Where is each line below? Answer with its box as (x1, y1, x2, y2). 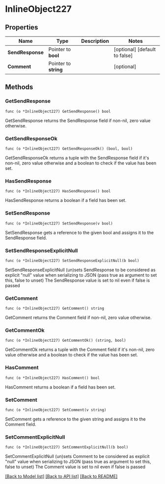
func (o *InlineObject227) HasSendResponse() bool (5, 189, 111, 194)
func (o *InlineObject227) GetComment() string (5, 306, 105, 311)
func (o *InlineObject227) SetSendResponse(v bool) (5, 221, 113, 226)
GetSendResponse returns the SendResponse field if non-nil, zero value (5, 117, 151, 124)
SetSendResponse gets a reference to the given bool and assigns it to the (5, 229, 154, 235)
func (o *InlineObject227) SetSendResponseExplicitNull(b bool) (5, 258, 139, 263)
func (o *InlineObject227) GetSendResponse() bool (5, 109, 111, 114)
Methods (5, 83, 33, 92)
